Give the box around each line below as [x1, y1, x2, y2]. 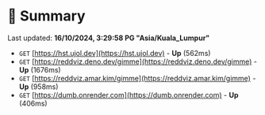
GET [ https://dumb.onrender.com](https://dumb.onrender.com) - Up [18, 90, 239, 99]
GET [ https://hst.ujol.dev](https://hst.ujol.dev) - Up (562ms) [18, 48, 211, 57]
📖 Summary [7, 7, 86, 25]
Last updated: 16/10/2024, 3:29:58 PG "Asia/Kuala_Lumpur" [7, 33, 210, 43]
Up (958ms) [18, 82, 59, 91]
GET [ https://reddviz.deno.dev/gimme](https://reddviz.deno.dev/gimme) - [18, 57, 258, 66]
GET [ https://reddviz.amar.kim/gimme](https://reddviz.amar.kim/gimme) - [18, 73, 256, 83]
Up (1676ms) [18, 65, 61, 74]
